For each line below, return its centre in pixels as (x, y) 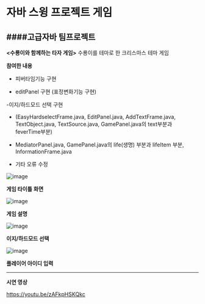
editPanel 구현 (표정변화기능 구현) (56, 92)
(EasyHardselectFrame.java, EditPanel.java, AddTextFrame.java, (95, 117)
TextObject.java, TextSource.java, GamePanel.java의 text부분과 (94, 124)
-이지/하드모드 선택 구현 (35, 105)
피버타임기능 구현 (36, 79)
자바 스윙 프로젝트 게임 (59, 13)
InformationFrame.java (43, 151)
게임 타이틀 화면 (25, 189)
